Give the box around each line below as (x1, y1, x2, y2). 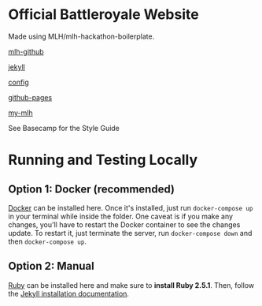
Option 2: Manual (8, 259, 94, 273)
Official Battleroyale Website (8, 6, 199, 24)
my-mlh (8, 108, 33, 118)
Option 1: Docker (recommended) (8, 182, 175, 196)
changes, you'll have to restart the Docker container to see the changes (8, 219, 241, 229)
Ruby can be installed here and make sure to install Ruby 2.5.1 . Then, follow (8, 280, 254, 289)
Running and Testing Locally (8, 151, 198, 169)
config (8, 77, 29, 87)
